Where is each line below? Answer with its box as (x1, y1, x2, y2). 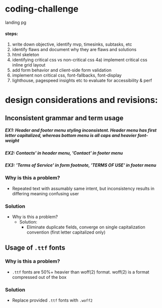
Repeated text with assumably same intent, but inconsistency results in (12, 186, 155, 191)
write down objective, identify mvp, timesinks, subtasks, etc (12, 41, 132, 47)
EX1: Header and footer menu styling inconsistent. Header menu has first (5, 127, 157, 133)
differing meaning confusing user (12, 190, 79, 196)
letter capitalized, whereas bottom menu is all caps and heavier (5, 133, 137, 138)
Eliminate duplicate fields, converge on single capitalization (26, 224, 145, 230)
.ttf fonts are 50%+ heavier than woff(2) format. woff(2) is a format (12, 269, 149, 275)
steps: (5, 31, 18, 36)
